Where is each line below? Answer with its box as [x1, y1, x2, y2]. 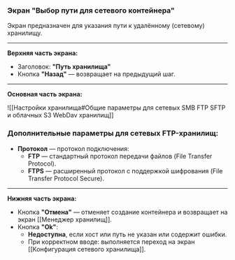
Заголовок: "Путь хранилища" [17, 62, 111, 71]
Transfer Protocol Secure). [27, 174, 105, 182]
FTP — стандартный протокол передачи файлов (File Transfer [27, 152, 213, 160]
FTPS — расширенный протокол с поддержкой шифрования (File [27, 166, 223, 175]
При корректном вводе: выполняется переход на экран [27, 237, 195, 246]
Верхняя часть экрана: [7, 49, 78, 57]
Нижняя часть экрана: [7, 194, 77, 203]
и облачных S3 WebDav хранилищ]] [7, 111, 114, 120]
